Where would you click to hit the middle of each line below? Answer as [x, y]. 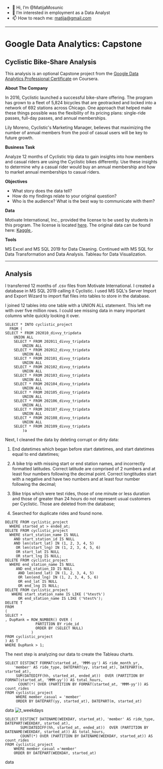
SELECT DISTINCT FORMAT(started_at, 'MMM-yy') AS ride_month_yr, [72, 663]
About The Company [26, 88]
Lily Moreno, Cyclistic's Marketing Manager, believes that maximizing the [78, 128]
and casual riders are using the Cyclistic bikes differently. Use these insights [81, 162]
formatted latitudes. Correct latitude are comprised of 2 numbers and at [84, 468]
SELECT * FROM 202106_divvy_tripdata [52, 401]
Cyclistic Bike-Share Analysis [51, 62]
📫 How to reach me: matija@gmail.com [52, 18]
